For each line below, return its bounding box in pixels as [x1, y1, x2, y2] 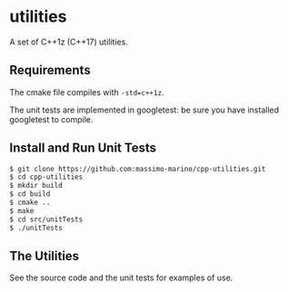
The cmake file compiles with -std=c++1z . [9, 86, 164, 97]
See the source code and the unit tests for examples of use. [9, 272, 233, 283]
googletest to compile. [9, 113, 94, 124]
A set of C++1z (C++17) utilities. [9, 36, 129, 47]
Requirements [9, 63, 91, 78]
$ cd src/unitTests [9, 215, 84, 224]
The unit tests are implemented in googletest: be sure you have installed [9, 104, 280, 115]
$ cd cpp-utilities [9, 172, 84, 182]
